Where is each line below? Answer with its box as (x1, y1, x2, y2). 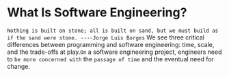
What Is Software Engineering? (7, 5, 187, 20)
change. (7, 62, 31, 70)
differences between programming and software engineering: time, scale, (7, 40, 215, 48)
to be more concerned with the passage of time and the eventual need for (7, 55, 214, 63)
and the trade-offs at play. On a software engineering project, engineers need (7, 48, 222, 56)
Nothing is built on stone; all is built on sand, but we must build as (7, 27, 219, 34)
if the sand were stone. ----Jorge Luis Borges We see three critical (7, 33, 205, 42)
